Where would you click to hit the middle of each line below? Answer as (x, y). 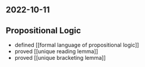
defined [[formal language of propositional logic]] (77, 45)
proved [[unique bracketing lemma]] (60, 58)
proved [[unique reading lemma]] (56, 51)
